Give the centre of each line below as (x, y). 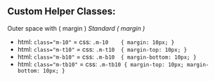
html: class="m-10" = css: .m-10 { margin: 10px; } (96, 42)
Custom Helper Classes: (61, 12)
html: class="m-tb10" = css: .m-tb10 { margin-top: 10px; (100, 64)
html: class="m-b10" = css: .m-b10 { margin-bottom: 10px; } (107, 57)
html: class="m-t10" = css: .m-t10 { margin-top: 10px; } (102, 49)
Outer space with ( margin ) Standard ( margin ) (76, 28)
